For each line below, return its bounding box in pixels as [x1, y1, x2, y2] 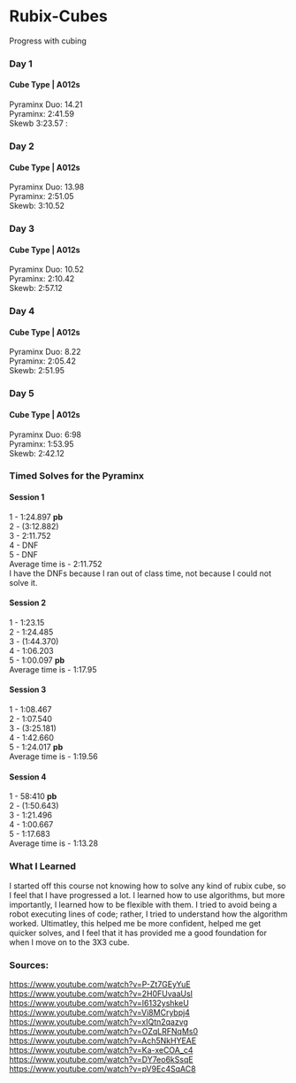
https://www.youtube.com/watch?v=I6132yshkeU [9, 997, 190, 1008]
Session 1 [9, 492, 45, 503]
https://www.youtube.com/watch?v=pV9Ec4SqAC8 [9, 1064, 196, 1074]
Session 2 [9, 597, 47, 608]
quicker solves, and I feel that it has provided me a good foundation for [9, 927, 268, 938]
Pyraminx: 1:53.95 [9, 438, 74, 449]
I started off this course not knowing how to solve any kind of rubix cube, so [9, 880, 286, 891]
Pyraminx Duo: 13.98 [9, 181, 85, 192]
